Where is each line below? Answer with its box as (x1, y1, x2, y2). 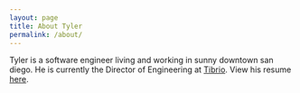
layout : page (9, 13, 59, 23)
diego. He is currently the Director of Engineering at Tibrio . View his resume (9, 64, 292, 75)
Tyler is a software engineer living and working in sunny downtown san (9, 55, 274, 66)
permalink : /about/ (9, 30, 83, 39)
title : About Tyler (9, 22, 83, 31)
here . (9, 74, 29, 85)
